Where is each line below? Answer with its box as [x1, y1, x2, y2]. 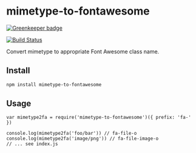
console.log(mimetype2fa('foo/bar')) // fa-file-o [6, 131, 137, 137]
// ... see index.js [6, 141, 59, 147]
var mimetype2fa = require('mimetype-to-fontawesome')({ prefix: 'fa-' [6, 114, 191, 121]
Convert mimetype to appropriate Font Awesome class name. [6, 47, 160, 55]
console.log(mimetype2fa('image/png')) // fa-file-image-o [6, 135, 159, 142]
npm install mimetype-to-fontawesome [6, 81, 102, 87]
